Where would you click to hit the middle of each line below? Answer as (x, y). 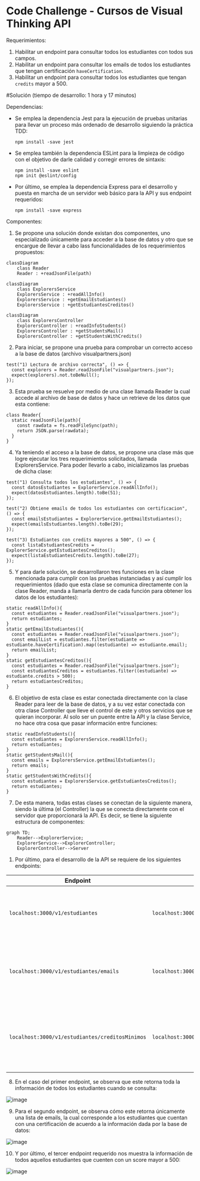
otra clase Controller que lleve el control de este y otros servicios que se (104, 710)
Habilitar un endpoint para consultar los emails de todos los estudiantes (103, 65)
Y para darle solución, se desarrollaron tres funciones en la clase (94, 571)
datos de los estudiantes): (46, 597)
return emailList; (35, 650)
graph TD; (18, 833)
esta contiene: (32, 404)
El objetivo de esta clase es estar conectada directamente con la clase (101, 697)
